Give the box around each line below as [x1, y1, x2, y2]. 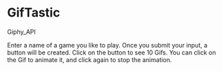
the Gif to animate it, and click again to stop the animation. [7, 55, 172, 63]
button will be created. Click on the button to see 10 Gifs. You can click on [7, 48, 216, 57]
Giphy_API [7, 28, 36, 36]
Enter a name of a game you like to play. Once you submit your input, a [7, 41, 208, 49]
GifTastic [7, 5, 61, 21]
